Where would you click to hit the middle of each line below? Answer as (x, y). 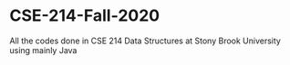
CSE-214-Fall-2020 (85, 16)
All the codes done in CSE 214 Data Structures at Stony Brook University (145, 41)
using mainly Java (43, 50)
